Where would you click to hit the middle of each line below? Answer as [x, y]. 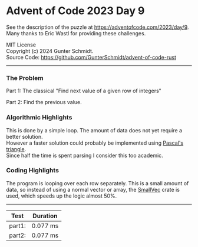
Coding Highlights [32, 171]
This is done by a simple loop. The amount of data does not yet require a [94, 130]
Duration [45, 216]
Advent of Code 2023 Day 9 [75, 11]
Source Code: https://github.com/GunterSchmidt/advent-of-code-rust [91, 57]
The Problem [25, 78]
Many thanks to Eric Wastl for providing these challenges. [76, 33]
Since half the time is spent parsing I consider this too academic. [85, 155]
